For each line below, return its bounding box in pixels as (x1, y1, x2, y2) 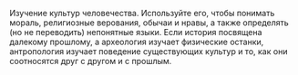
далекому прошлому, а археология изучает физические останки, (9, 36, 264, 47)
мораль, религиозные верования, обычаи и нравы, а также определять (9, 17, 289, 28)
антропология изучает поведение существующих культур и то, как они (9, 46, 288, 57)
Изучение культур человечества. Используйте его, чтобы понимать (9, 8, 275, 18)
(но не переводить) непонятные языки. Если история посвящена (9, 27, 262, 37)
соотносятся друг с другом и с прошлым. (9, 56, 172, 66)
